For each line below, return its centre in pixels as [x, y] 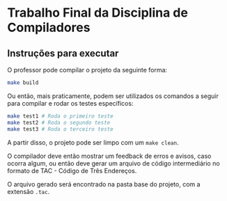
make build [23, 83]
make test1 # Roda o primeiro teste [60, 116]
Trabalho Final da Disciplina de [97, 13]
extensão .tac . [29, 191]
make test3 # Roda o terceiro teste [60, 129]
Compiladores [49, 27]
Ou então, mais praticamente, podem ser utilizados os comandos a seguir [113, 96]
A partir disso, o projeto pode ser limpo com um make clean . [93, 142]
